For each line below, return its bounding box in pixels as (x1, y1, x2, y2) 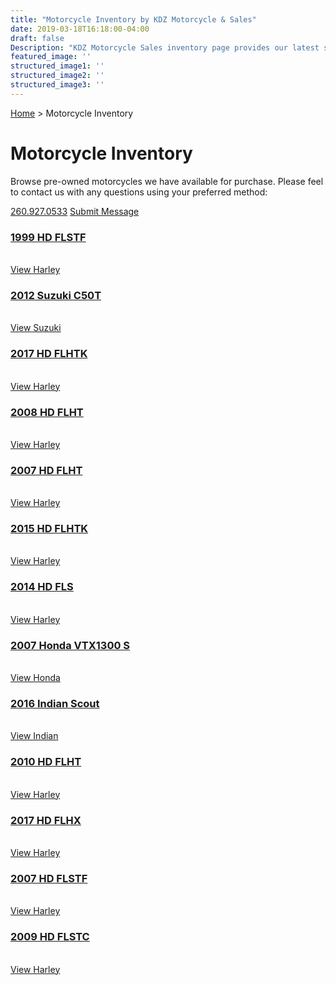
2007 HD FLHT (10, 463, 83, 477)
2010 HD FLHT (10, 755, 82, 769)
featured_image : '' (10, 52, 92, 62)
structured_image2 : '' (10, 71, 105, 81)
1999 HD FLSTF (10, 230, 87, 244)
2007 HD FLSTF (10, 871, 88, 885)
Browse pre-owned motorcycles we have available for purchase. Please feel (10, 175, 324, 187)
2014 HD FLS (10, 580, 74, 594)
